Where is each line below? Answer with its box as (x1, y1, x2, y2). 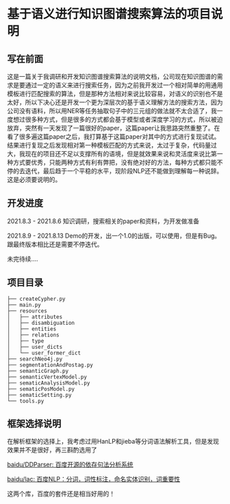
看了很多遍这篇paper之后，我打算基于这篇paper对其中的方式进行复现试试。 (7, 133, 220, 141)
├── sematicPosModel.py (7, 385, 75, 392)
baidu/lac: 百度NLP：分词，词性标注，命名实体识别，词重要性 (7, 475, 181, 483)
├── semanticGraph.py (7, 367, 69, 374)
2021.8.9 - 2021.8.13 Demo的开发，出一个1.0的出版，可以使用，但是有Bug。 (7, 231, 221, 240)
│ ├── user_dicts (7, 343, 63, 350)
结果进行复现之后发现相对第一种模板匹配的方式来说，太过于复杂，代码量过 (7, 141, 217, 149)
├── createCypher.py (7, 295, 66, 302)
